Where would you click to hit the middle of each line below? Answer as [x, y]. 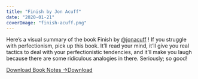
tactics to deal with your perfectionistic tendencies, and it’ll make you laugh [99, 52]
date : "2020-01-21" [31, 17]
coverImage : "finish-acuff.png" [46, 23]
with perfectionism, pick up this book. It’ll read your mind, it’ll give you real [98, 46]
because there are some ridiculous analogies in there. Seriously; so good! [97, 59]
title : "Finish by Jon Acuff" [44, 12]
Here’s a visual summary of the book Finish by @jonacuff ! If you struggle [96, 40]
